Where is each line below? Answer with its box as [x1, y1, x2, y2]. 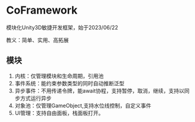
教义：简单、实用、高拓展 [6, 36, 69, 43]
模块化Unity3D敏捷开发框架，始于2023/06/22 [6, 24, 118, 31]
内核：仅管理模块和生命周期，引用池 [14, 72, 104, 79]
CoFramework [6, 4, 78, 17]
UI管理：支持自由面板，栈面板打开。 [14, 109, 104, 116]
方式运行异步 [20, 94, 52, 101]
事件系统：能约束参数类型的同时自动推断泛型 [14, 79, 125, 86]
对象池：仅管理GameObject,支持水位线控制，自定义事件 [14, 102, 152, 109]
